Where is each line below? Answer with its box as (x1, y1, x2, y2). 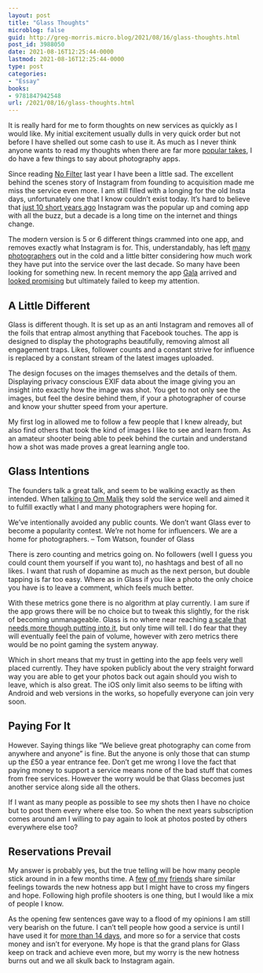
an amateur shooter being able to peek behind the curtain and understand (8, 433, 247, 443)
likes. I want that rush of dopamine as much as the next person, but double (8, 566, 250, 576)
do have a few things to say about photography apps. (8, 154, 181, 163)
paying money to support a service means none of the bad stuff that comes (8, 765, 253, 774)
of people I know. (8, 899, 64, 909)
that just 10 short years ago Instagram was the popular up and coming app (8, 203, 249, 212)
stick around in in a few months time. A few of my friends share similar (8, 874, 236, 883)
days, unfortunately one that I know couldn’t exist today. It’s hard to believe (8, 194, 250, 204)
